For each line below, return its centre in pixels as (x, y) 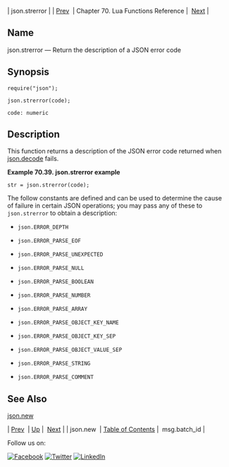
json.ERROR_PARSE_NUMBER (54, 295)
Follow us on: (26, 443)
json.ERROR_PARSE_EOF (49, 241)
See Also (27, 398)
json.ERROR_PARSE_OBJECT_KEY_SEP (67, 337)
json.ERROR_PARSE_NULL (51, 268)
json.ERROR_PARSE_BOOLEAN (55, 282)
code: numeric (28, 113)
